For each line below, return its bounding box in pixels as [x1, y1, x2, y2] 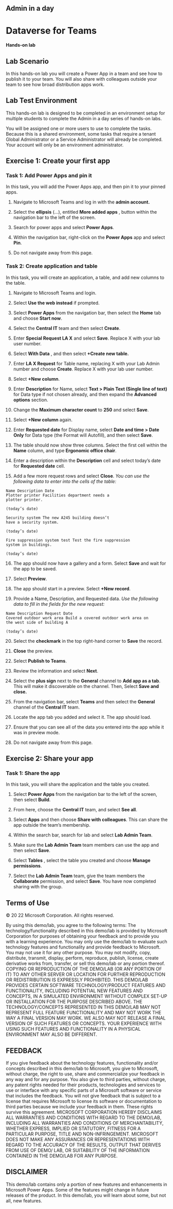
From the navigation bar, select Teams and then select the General [13, 698, 156, 704]
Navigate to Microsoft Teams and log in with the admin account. [13, 199, 150, 205]
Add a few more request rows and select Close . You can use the [13, 473, 150, 479]
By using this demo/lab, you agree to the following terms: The [6, 922, 137, 928]
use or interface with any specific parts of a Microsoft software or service [6, 1087, 162, 1093]
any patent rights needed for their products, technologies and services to [6, 1082, 161, 1088]
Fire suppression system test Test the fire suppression [6, 537, 130, 543]
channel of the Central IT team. [13, 704, 80, 710]
